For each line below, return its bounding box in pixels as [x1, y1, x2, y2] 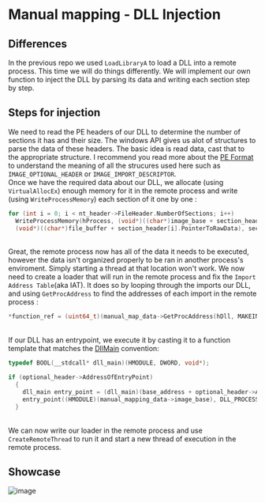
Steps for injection [8, 106, 101, 119]
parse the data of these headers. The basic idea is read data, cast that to [8, 144, 245, 153]
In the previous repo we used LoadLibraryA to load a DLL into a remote [8, 58, 237, 67]
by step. [8, 83, 35, 93]
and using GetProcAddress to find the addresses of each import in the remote [8, 289, 257, 298]
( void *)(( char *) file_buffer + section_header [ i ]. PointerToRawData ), [15, 224, 245, 233]
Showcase [8, 465, 62, 478]
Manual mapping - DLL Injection [8, 6, 221, 24]
